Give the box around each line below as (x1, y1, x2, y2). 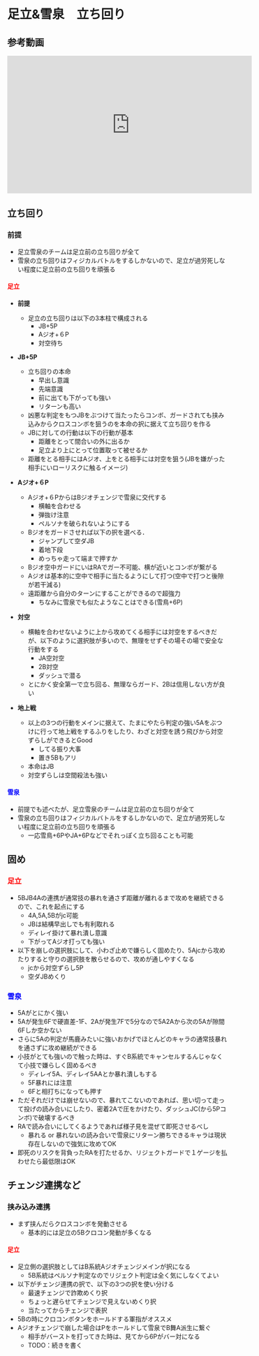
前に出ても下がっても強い (38, 393, 112, 402)
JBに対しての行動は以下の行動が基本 (27, 428, 134, 437)
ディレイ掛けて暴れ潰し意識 (27, 928, 108, 937)
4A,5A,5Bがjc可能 (27, 911, 79, 919)
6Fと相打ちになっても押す (27, 1088, 103, 1096)
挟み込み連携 (7, 1202, 51, 1212)
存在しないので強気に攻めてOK (27, 1140, 117, 1148)
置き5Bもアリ (38, 753, 77, 762)
